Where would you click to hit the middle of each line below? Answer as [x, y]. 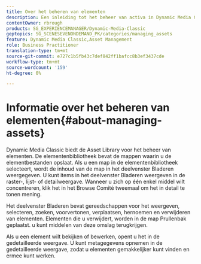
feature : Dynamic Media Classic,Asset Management [69, 40]
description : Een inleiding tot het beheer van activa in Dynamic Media [99, 17]
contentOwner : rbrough [34, 23]
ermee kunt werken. [31, 256]
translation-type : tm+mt [37, 51]
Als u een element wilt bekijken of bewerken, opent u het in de [83, 236]
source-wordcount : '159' [37, 67]
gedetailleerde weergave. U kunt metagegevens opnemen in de [84, 243]
